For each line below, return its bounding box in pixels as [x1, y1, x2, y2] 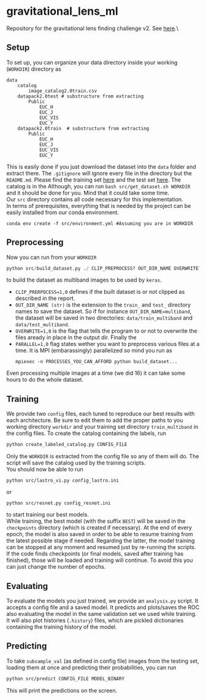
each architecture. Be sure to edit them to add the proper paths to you [6, 417, 183, 424]
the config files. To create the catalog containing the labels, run [6, 429, 167, 437]
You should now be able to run [6, 466, 84, 473]
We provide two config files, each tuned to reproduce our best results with [6, 410, 195, 418]
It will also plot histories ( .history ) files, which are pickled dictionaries [6, 617, 184, 624]
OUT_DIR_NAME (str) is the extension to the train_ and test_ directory [15, 301, 191, 309]
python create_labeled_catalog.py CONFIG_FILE [6, 442, 128, 448]
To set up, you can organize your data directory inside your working [6, 58, 178, 66]
